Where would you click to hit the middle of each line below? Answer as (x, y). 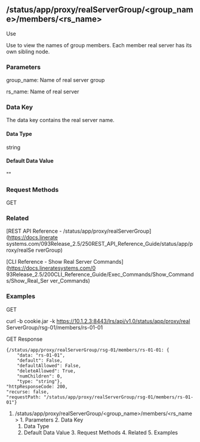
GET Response (24, 339)
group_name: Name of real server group (56, 80)
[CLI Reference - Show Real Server (49, 262)
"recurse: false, (28, 392)
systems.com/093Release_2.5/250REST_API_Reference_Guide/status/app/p (99, 244)
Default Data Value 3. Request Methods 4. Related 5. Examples (101, 432)
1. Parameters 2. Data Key (52, 420)
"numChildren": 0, (40, 376)
